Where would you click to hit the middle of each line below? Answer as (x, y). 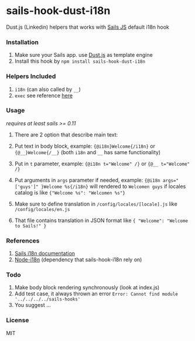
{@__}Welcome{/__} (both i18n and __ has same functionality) (88, 152)
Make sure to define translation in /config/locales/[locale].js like (96, 204)
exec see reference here (44, 96)
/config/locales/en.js (42, 209)
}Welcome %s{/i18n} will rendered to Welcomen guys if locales (113, 186)
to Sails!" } (30, 226)
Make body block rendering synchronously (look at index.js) (87, 288)
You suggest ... (32, 305)
